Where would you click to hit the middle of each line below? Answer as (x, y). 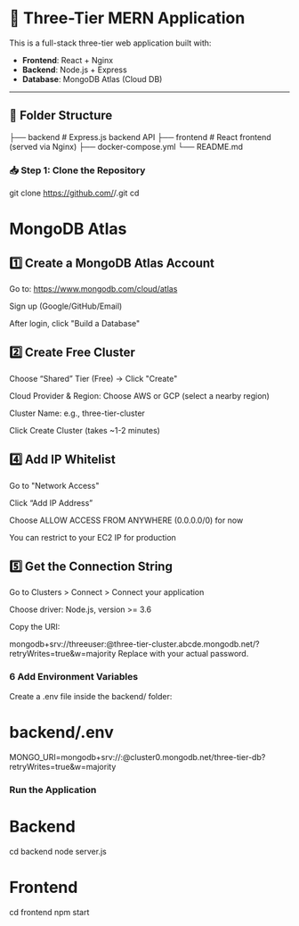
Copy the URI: (35, 627)
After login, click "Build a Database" (75, 324)
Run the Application (53, 790)
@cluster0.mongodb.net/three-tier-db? (194, 757)
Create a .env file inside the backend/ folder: (91, 696)
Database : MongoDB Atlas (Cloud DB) (92, 79)
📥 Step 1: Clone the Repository (77, 170)
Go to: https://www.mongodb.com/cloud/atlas (93, 289)
